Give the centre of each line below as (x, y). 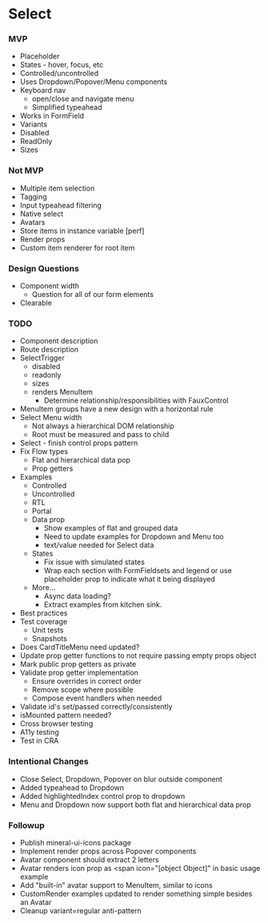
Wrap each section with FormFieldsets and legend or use (138, 571)
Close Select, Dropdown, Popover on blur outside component (121, 779)
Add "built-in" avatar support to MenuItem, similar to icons (116, 885)
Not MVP (26, 171)
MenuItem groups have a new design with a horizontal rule (116, 409)
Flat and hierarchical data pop (81, 460)
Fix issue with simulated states (94, 562)
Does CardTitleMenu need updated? (80, 647)
